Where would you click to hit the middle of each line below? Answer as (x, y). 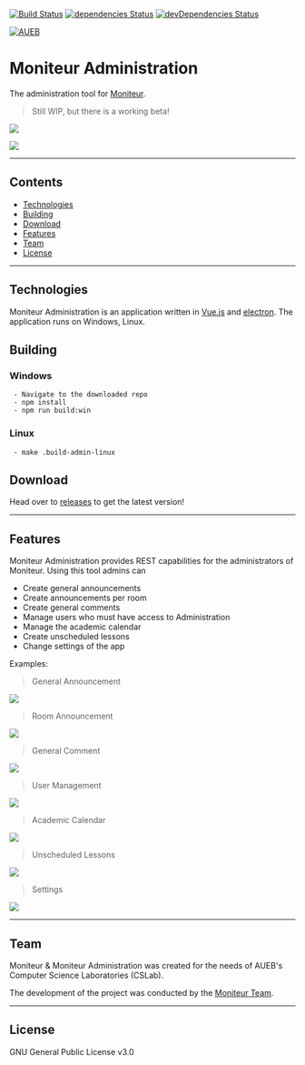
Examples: (29, 664)
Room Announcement (72, 716)
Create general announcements (82, 588)
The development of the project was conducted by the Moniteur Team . (142, 992)
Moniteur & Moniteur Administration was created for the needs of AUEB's (146, 965)
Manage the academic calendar (82, 627)
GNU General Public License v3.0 (72, 1051)
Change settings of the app (74, 647)
